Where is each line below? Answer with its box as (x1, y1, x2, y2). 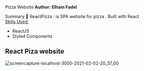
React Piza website (5, 47, 65, 55)
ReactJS (12, 28, 29, 34)
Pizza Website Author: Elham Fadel (5, 4, 77, 10)
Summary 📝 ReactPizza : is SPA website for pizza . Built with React (5, 14, 140, 19)
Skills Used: (5, 19, 29, 24)
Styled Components (12, 34, 53, 39)
